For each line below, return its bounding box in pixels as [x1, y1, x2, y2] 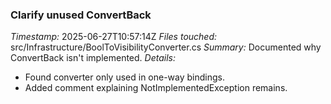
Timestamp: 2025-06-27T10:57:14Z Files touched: [10, 31, 218, 43]
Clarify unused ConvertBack [10, 8, 152, 22]
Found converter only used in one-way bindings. [24, 71, 226, 83]
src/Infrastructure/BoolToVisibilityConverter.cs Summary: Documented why [10, 41, 322, 53]
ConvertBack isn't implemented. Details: [10, 52, 176, 64]
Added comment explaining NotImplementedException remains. [24, 82, 288, 94]
